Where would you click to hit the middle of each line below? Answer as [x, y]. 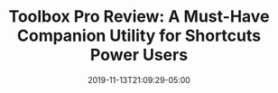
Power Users [139, 55]
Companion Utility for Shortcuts [139, 36]
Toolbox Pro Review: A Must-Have [139, 17]
